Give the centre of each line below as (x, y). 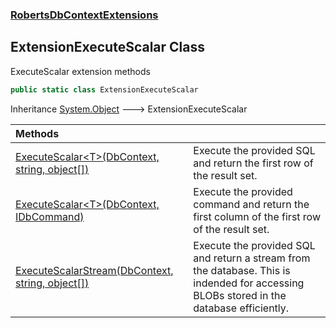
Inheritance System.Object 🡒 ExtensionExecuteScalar (129, 109)
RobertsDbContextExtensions (84, 15)
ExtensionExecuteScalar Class (108, 47)
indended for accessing (249, 283)
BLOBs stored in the (240, 295)
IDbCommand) (50, 216)
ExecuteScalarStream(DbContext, (94, 270)
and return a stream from (252, 258)
